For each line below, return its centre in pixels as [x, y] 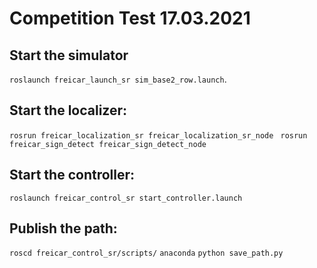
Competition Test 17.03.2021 [130, 18]
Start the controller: [72, 175]
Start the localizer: [68, 110]
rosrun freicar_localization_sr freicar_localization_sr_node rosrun [158, 135]
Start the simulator [69, 55]
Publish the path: [63, 228]
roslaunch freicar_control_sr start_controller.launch [126, 198]
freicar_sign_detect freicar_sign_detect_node [108, 144]
